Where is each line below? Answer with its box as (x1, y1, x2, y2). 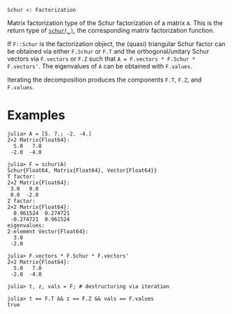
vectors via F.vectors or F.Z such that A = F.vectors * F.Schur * (7, 54, 196, 63)
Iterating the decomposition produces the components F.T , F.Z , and (7, 75, 202, 84)
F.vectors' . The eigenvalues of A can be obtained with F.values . (7, 62, 193, 70)
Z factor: (7, 197, 36, 204)
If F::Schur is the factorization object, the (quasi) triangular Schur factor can (7, 40, 226, 48)
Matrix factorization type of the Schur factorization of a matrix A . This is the (7, 19, 223, 27)
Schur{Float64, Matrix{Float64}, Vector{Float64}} (7, 167, 157, 174)
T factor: (7, 173, 36, 180)
